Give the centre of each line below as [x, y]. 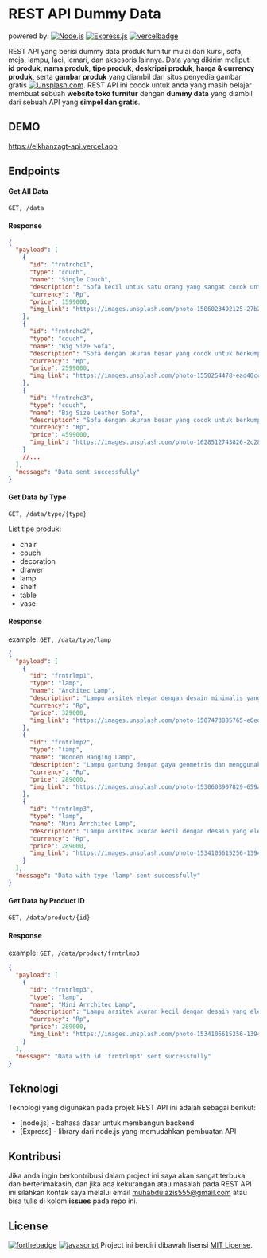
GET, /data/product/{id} [49, 918]
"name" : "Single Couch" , [70, 279]
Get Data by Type [37, 497]
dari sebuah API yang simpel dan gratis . [74, 102]
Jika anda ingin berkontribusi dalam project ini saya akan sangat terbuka [127, 1176]
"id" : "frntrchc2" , [61, 332]
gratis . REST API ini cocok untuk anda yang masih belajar [130, 85]
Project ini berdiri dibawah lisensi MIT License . [176, 1244]
